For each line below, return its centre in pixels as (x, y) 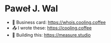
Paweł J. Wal (31, 9)
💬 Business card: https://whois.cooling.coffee (59, 22)
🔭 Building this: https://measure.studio (51, 35)
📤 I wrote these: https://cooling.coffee (52, 28)
